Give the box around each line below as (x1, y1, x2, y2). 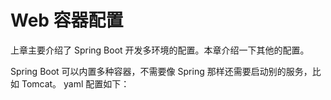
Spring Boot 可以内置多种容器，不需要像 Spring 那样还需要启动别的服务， (10, 65, 313, 77)
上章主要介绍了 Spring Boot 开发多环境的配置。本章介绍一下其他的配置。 (10, 44, 310, 56)
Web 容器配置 (10, 9, 124, 32)
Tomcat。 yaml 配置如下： (21, 77, 130, 90)
